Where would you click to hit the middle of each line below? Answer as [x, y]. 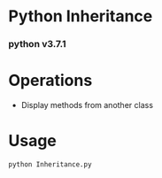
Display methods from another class [87, 105]
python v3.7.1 [38, 44]
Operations [50, 81]
